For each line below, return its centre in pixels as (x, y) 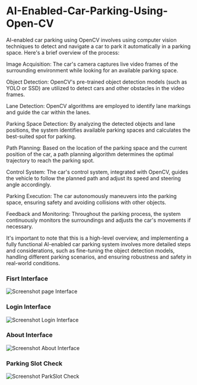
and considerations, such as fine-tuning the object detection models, (90, 250)
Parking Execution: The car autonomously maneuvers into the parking (91, 196)
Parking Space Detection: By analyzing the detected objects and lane (91, 123)
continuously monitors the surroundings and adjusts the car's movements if (99, 220)
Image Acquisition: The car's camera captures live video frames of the (92, 64)
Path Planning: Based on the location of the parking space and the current (97, 148)
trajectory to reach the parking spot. (50, 160)
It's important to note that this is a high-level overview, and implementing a (97, 238)
